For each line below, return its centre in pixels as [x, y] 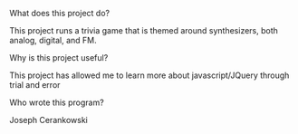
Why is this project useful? [59, 57]
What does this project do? [60, 13]
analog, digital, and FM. [53, 40]
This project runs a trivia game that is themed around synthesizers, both [144, 30]
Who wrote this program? [57, 102]
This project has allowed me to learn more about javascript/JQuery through [149, 75]
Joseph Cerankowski [48, 120]
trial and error [35, 85]
